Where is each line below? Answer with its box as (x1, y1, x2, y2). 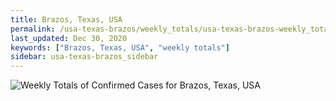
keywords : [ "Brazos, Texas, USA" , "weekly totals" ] (10, 42, 230, 53)
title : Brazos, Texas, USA (10, 14, 123, 25)
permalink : (10, 24, 56, 34)
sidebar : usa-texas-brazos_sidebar (10, 52, 159, 62)
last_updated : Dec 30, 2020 (10, 33, 128, 43)
